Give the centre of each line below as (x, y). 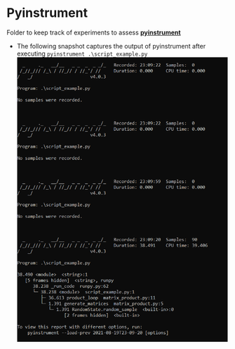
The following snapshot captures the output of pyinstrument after (111, 46)
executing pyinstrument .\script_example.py (82, 53)
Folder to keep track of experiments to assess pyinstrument (94, 32)
